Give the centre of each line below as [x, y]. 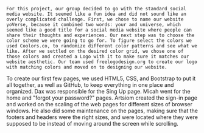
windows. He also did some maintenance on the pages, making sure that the [102, 111]
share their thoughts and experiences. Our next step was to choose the [100, 35]
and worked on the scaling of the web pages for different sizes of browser [100, 104]
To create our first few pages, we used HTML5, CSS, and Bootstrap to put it [101, 78]
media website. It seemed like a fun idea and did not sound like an [97, 14]
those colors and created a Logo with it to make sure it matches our [98, 56]
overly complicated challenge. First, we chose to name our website [95, 19]
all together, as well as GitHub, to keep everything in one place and [90, 85]
